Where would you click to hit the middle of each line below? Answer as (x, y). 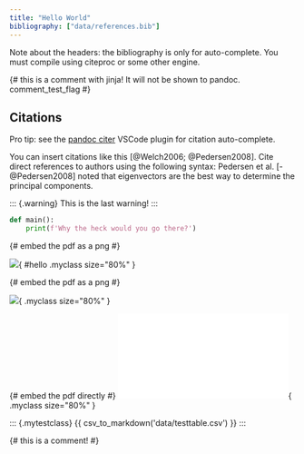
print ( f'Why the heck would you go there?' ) (111, 229)
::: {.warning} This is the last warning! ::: (84, 203)
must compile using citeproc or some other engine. (105, 62)
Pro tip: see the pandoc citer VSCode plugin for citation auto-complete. (142, 139)
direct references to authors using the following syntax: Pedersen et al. (142, 167)
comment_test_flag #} (50, 89)
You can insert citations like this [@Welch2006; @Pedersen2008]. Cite (142, 157)
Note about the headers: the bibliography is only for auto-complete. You (144, 52)
